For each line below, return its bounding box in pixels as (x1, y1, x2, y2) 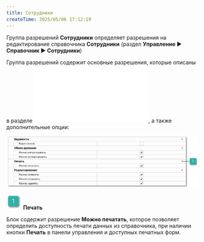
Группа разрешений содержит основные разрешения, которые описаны (6, 59, 197, 66)
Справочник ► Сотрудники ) (6, 46, 82, 54)
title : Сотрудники (6, 10, 53, 16)
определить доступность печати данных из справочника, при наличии (6, 222, 191, 230)
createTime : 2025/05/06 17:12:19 (6, 16, 92, 23)
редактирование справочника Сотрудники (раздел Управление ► (6, 40, 182, 48)
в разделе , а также (6, 116, 172, 124)
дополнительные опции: (6, 123, 70, 130)
